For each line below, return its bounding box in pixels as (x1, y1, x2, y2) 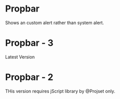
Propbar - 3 (5, 37, 53, 49)
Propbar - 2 (5, 71, 53, 83)
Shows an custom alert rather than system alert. (5, 20, 104, 26)
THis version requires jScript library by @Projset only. (5, 88, 115, 94)
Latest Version (5, 54, 35, 60)
